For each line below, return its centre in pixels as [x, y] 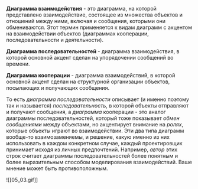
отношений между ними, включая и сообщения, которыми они [86, 21]
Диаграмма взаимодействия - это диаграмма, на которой [81, 9]
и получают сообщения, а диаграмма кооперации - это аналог [86, 112]
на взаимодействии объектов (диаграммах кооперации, [77, 34]
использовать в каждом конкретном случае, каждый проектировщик [94, 143]
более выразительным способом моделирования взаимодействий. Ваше [99, 162]
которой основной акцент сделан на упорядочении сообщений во [90, 58]
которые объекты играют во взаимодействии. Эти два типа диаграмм [95, 131]
